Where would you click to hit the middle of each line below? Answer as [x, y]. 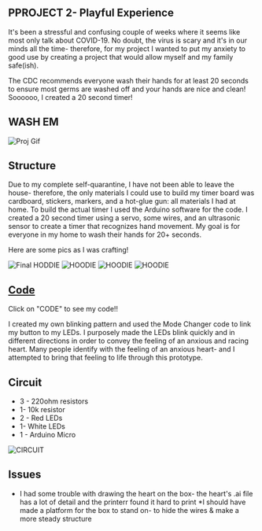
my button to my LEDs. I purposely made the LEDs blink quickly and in [122, 333]
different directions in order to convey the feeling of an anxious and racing [129, 341]
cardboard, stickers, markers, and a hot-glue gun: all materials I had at [122, 201]
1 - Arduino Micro [48, 435]
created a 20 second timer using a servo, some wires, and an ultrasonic [124, 218]
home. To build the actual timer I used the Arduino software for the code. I [128, 210]
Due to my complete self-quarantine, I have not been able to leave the [121, 185]
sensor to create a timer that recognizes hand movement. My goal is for [124, 227]
